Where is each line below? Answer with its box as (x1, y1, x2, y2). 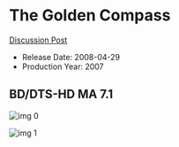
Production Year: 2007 (21, 61, 104, 72)
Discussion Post (9, 35, 68, 45)
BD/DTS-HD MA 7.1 (9, 87, 114, 102)
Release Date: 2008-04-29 (21, 51, 121, 62)
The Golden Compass (9, 5, 171, 26)
